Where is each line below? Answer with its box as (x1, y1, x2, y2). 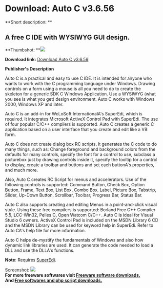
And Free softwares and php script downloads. (5, 277, 102, 283)
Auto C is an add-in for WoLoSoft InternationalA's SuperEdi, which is (5, 111, 143, 116)
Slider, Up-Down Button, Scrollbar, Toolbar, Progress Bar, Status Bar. (5, 192, 143, 198)
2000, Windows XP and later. (5, 101, 63, 107)
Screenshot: (5, 267, 30, 273)
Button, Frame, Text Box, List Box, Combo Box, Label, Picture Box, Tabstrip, (5, 187, 157, 193)
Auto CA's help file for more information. (5, 227, 86, 233)
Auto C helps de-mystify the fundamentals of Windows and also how (5, 237, 144, 243)
